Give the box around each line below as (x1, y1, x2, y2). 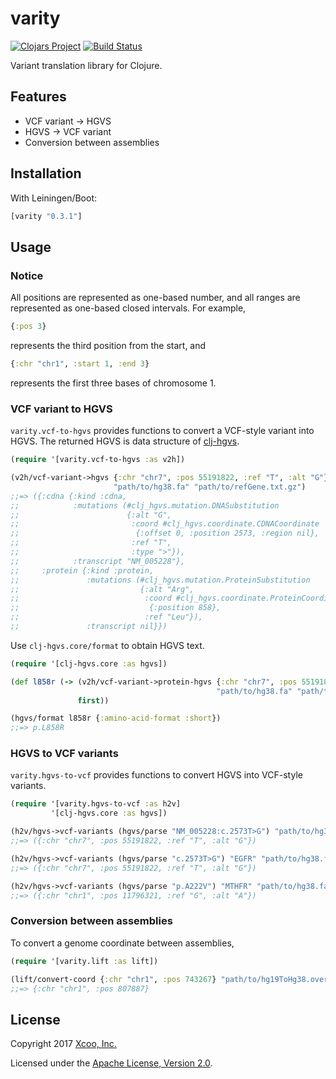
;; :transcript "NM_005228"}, (10, 556, 186, 566)
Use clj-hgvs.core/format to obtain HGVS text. (10, 639, 205, 651)
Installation (10, 165, 82, 182)
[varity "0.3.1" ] (10, 211, 83, 221)
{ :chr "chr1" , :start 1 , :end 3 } (10, 359, 150, 369)
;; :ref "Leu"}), (10, 612, 203, 622)
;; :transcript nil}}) (10, 622, 168, 632)
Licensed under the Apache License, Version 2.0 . (10, 1057, 213, 1069)
